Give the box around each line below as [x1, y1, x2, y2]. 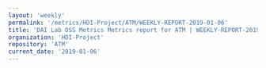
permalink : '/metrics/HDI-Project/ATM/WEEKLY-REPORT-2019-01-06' [8, 19, 228, 27]
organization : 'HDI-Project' [8, 33, 104, 41]
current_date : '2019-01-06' [8, 48, 101, 55]
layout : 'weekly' [8, 11, 66, 20]
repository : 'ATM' [8, 41, 69, 48]
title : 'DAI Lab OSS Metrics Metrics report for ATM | [8, 26, 193, 34]
